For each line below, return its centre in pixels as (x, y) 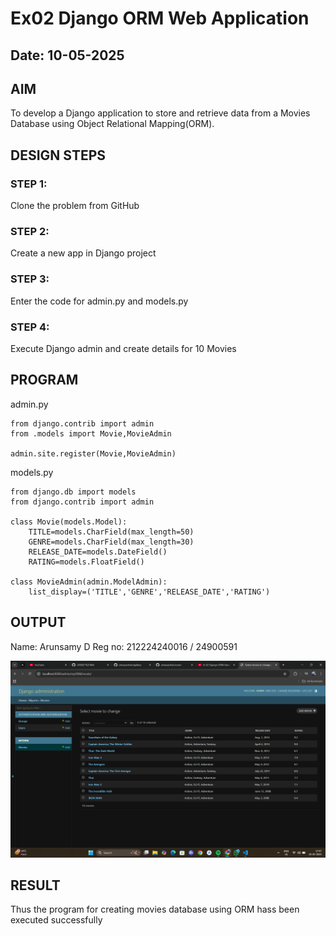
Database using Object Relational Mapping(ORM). (112, 124)
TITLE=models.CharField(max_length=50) (111, 532)
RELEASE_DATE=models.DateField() (98, 552)
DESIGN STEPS (58, 155)
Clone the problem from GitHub (75, 206)
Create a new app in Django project (83, 253)
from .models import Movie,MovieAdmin (91, 433)
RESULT (35, 885)
